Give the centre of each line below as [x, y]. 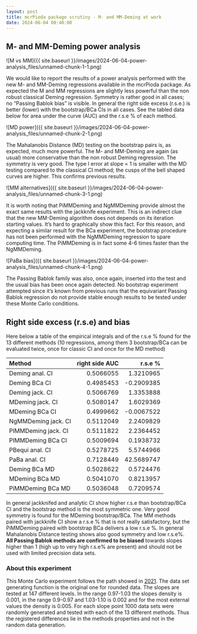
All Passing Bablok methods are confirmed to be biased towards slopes [94, 541]
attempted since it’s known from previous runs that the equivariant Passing [97, 291]
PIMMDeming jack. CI [39, 431]
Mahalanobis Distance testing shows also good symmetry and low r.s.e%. [96, 534]
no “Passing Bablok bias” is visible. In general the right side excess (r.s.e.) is [98, 103]
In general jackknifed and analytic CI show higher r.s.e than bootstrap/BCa [96, 503]
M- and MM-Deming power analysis [74, 46]
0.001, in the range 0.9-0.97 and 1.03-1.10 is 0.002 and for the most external [98, 600]
